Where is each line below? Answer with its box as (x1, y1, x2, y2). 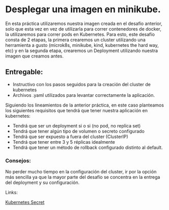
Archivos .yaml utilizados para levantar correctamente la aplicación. (12, 92, 155, 98)
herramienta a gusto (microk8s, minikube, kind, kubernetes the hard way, (5, 42, 159, 48)
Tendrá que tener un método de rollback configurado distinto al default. (12, 144, 163, 150)
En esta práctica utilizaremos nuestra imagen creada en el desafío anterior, (5, 20, 162, 27)
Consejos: (5, 157, 32, 164)
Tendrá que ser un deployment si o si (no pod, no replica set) (12, 122, 141, 128)
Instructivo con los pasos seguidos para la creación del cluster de (12, 81, 151, 87)
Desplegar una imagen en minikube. (5, 4, 161, 15)
